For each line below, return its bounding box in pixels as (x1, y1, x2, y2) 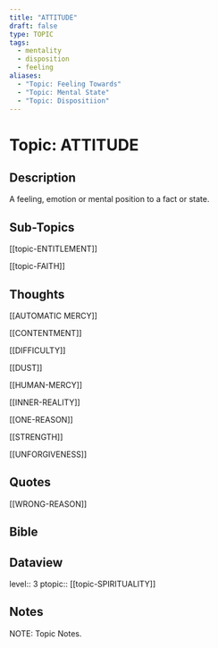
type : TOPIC (9, 29, 54, 38)
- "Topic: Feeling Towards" (17, 80, 122, 88)
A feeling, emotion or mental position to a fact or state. (9, 194, 210, 205)
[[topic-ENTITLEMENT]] (9, 243, 98, 255)
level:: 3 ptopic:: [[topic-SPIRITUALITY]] (9, 578, 156, 590)
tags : (9, 38, 29, 47)
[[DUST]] (9, 363, 43, 373)
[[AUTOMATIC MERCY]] (9, 310, 98, 321)
